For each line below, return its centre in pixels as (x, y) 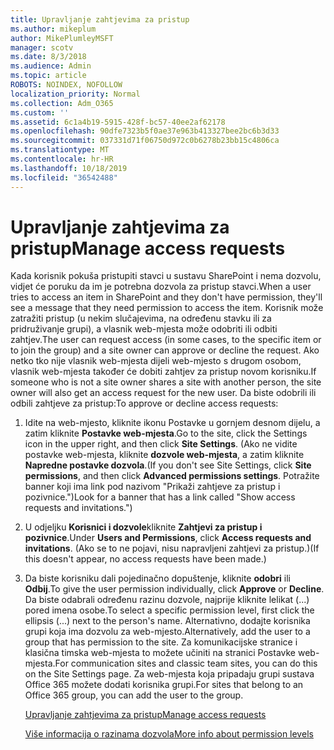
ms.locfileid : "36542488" (64, 177)
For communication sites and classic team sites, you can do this (186, 663)
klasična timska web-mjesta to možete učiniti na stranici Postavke (160, 653)
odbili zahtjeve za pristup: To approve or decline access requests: (144, 403)
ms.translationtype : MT (60, 150)
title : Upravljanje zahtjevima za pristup (100, 19)
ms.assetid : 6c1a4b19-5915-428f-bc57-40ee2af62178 (118, 122)
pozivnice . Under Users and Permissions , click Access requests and (168, 538)
